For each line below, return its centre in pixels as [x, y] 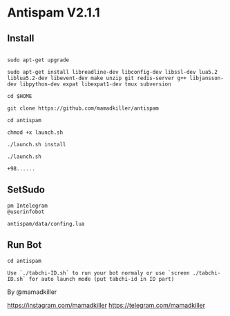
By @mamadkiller [32, 292]
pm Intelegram [28, 206]
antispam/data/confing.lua [46, 224]
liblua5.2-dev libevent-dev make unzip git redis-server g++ [97, 78]
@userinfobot [26, 212]
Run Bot [25, 245]
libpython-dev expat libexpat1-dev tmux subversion [95, 84]
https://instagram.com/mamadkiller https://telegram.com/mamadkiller [106, 305]
